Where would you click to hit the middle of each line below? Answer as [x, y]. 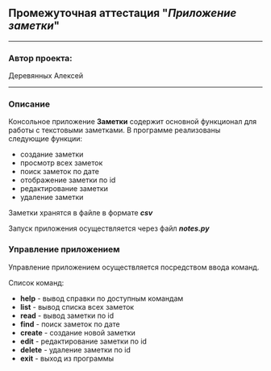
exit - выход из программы [67, 358]
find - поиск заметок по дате [70, 324]
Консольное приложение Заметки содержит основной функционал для [133, 122]
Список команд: [36, 282]
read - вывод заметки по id [67, 315]
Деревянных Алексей [46, 76]
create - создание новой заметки [77, 332]
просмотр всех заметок [61, 163]
